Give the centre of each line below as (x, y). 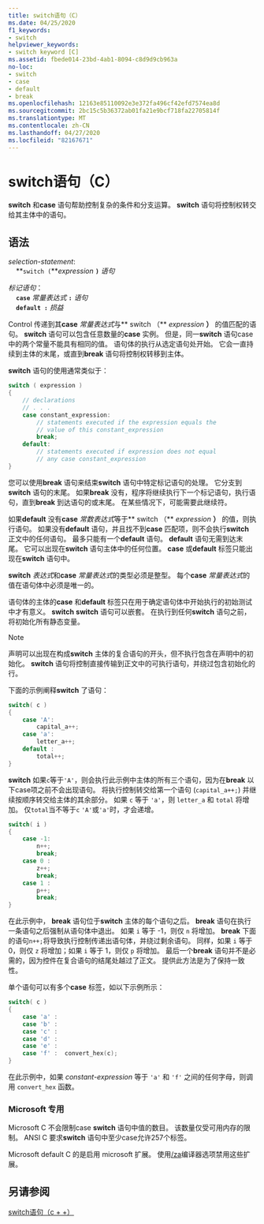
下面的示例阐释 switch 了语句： (58, 690)
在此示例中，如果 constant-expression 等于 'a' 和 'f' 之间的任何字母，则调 (131, 1077)
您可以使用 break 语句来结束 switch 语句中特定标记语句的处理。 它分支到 (125, 482)
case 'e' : (40, 1046)
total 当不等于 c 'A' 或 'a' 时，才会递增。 (94, 809)
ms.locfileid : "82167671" (50, 140)
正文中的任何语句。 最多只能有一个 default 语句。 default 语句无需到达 (122, 538)
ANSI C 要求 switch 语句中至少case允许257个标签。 (107, 1138)
